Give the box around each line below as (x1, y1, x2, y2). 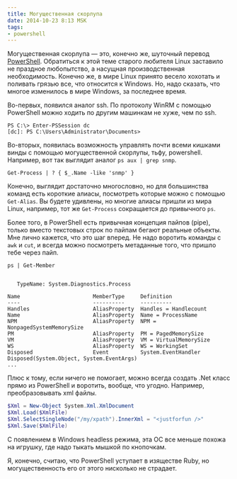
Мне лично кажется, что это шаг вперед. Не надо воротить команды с (7, 233, 221, 242)
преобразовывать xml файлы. (7, 389, 97, 398)
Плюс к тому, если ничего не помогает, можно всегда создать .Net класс (7, 373, 231, 383)
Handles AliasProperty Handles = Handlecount (7, 305, 207, 312)
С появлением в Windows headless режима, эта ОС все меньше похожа (7, 435, 226, 444)
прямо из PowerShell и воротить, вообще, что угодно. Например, (7, 381, 205, 390)
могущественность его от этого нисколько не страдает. (7, 463, 177, 472)
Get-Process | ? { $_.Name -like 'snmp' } (7, 169, 134, 177)
